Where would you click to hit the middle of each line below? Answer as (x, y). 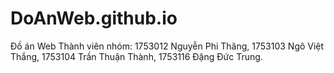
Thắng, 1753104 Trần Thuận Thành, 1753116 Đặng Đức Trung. (136, 56)
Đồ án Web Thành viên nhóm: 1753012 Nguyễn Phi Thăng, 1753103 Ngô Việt (167, 46)
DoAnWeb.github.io (94, 18)
